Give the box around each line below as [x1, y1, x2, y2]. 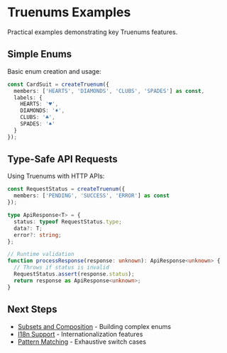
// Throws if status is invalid [13, 264, 110, 271]
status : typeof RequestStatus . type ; [13, 218, 122, 225]
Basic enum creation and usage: [7, 67, 101, 75]
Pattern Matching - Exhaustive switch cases [17, 337, 147, 346]
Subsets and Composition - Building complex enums [17, 322, 172, 330]
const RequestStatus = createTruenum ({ [7, 186, 126, 193]
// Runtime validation [7, 251, 74, 258]
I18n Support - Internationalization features [17, 330, 143, 338]
